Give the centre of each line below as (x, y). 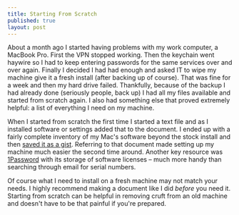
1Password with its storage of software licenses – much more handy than (115, 159)
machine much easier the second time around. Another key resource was (115, 152)
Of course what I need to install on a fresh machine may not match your (113, 181)
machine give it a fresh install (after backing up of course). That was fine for (119, 78)
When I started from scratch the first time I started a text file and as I (108, 122)
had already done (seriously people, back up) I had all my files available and (119, 93)
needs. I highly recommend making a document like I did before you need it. (119, 189)
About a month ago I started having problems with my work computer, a (113, 48)
